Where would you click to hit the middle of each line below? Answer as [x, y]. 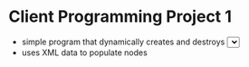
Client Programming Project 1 [120, 17]
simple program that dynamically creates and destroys [123, 42]
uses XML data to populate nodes [85, 53]
